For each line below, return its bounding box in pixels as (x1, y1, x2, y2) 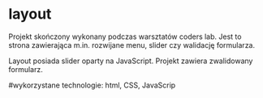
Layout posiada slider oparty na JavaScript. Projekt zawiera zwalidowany (8, 56, 253, 66)
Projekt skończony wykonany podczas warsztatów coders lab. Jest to (8, 32, 242, 41)
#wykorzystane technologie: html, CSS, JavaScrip (8, 80, 176, 90)
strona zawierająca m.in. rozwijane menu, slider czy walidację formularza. (8, 40, 256, 49)
